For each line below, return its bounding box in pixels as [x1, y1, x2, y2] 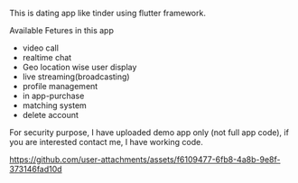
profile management [22, 81, 98, 91]
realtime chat [22, 52, 72, 62]
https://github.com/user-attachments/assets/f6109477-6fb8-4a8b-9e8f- [9, 154, 281, 165]
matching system [22, 100, 88, 111]
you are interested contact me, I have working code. [9, 137, 203, 147]
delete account [22, 110, 79, 120]
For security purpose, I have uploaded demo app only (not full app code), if [9, 127, 289, 138]
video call [22, 42, 59, 53]
